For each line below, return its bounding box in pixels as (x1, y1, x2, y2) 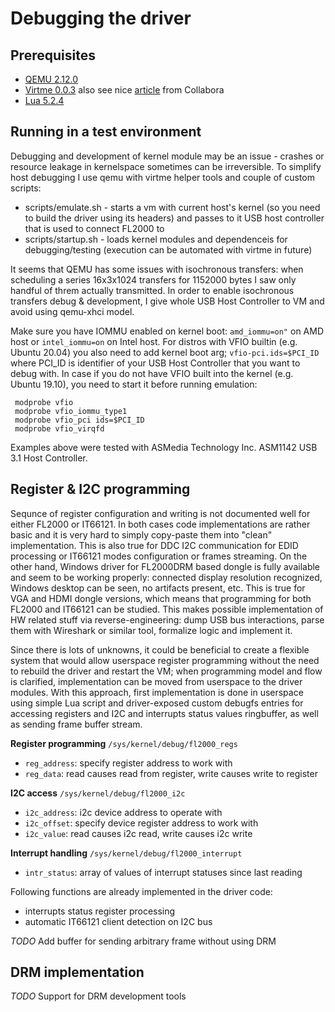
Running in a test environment (10, 123, 202, 141)
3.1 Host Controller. (10, 452, 88, 464)
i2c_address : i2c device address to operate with (24, 806, 223, 818)
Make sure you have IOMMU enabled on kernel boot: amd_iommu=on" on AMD (10, 325, 324, 337)
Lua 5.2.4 (24, 95, 65, 106)
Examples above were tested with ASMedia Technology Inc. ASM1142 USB (10, 441, 318, 453)
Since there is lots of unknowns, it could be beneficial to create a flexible (10, 643, 310, 656)
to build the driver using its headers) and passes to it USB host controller (24, 212, 325, 224)
